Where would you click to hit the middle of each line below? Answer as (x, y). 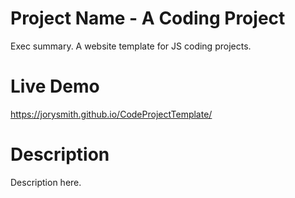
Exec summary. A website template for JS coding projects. (131, 46)
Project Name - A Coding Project (148, 18)
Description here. (46, 182)
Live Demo (55, 86)
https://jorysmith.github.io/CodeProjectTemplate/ (111, 114)
